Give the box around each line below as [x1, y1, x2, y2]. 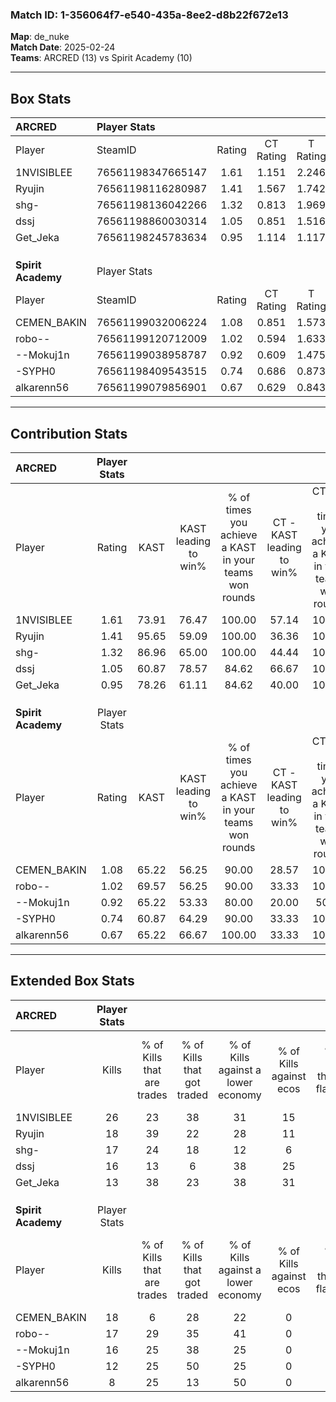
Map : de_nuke [10, 31, 70, 43]
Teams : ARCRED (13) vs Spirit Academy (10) [10, 52, 193, 64]
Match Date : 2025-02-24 [10, 41, 116, 53]
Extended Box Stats [10, 973, 135, 990]
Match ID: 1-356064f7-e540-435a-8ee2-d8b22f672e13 [10, 8, 289, 22]
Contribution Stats [10, 425, 128, 442]
